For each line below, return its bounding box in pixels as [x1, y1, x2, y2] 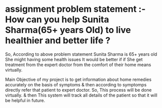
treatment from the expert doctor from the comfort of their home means [5, 62, 152, 68]
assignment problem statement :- [5, 3, 146, 15]
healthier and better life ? [5, 35, 111, 46]
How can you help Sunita [5, 14, 110, 25]
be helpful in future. [5, 97, 45, 103]
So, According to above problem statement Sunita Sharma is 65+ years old [5, 51, 157, 57]
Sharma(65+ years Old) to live [5, 25, 131, 36]
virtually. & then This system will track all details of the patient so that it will [5, 92, 158, 98]
